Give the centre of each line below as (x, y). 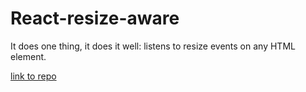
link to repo (33, 76)
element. (28, 56)
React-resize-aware (95, 18)
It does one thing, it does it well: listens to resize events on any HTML (153, 46)
